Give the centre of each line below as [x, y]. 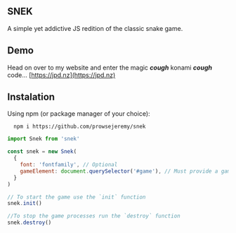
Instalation [31, 97]
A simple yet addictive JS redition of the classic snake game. [95, 28]
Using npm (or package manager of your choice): [79, 114]
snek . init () [25, 204]
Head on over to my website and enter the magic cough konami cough [110, 67]
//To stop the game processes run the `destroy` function [94, 216]
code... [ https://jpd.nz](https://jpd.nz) [61, 75]
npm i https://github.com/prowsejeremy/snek [80, 127]
